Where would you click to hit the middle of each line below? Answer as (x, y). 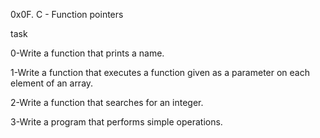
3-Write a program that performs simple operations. (116, 122)
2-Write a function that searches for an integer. (107, 102)
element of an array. (52, 83)
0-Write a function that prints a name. (87, 53)
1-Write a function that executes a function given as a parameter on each (160, 72)
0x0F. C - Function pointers (67, 14)
